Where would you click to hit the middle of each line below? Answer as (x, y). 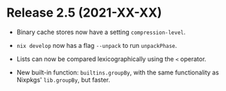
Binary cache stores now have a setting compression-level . (101, 32)
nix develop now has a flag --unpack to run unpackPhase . (97, 45)
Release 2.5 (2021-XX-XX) (84, 13)
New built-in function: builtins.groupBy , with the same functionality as (118, 72)
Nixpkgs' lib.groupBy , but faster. (63, 80)
